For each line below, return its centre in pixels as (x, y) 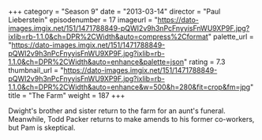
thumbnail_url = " (36, 70)
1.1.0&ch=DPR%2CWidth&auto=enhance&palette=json (96, 62)
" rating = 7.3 (205, 62)
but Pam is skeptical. (42, 127)
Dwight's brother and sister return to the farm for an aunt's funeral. (117, 111)
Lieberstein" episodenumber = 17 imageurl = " (83, 20)
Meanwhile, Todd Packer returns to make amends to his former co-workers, (131, 119)
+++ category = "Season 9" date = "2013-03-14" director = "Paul (114, 11)
